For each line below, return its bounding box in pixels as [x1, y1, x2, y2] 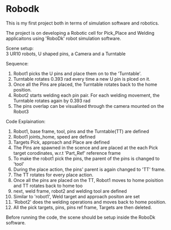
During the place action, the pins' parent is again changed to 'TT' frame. [13, 166, 166, 172]
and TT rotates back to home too [13, 182, 83, 189]
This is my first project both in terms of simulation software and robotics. [6, 20, 159, 26]
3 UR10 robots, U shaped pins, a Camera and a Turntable [6, 51, 126, 57]
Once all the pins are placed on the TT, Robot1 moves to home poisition [13, 177, 164, 183]
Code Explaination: [6, 118, 46, 124]
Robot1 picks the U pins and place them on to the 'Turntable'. [13, 70, 142, 77]
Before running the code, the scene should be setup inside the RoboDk [6, 214, 156, 220]
